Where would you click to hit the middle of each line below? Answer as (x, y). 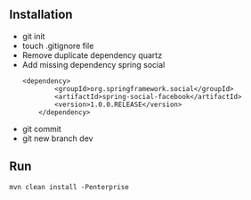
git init (33, 36)
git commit (42, 129)
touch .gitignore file (58, 46)
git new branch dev (57, 138)
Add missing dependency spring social (93, 64)
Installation (41, 15)
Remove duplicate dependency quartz (92, 55)
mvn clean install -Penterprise (69, 187)
